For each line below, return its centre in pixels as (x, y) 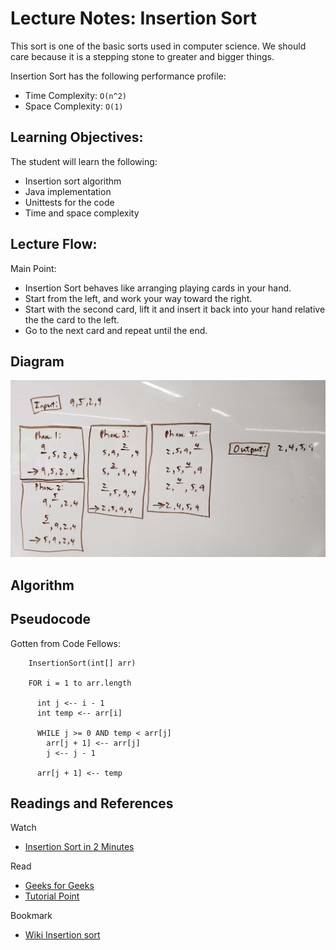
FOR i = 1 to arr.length (80, 683)
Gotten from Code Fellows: (66, 643)
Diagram (37, 361)
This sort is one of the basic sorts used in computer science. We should (158, 46)
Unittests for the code (69, 202)
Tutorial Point (52, 896)
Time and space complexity (82, 213)
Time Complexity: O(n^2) (75, 95)
